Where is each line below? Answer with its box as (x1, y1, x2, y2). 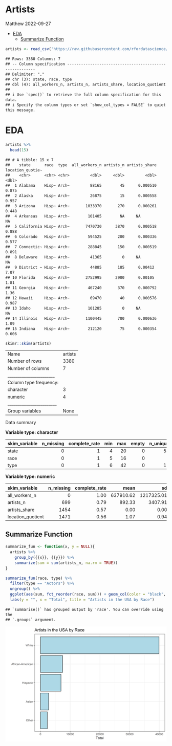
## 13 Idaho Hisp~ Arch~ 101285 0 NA (5, 305, 141, 311)
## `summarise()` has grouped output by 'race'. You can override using (5, 607, 164, 612)
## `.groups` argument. (5, 617, 56, 622)
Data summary (5, 419, 36, 425)
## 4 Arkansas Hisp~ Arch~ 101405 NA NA (5, 213, 141, 218)
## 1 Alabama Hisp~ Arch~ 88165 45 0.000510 (5, 183, 157, 188)
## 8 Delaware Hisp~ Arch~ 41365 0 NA (5, 254, 141, 259)
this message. (5, 107, 36, 113)
